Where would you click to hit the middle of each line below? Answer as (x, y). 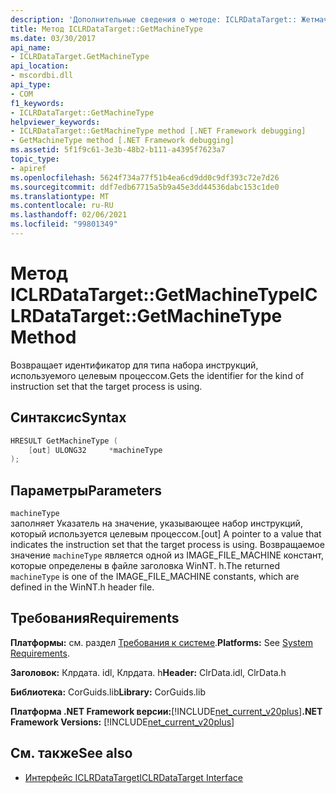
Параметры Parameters (86, 490)
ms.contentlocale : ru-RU (62, 206)
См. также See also (71, 753)
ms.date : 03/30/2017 (53, 38)
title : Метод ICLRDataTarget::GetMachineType (106, 29)
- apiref (28, 168)
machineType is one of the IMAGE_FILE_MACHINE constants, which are (155, 577)
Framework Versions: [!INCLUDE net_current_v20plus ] (122, 722)
